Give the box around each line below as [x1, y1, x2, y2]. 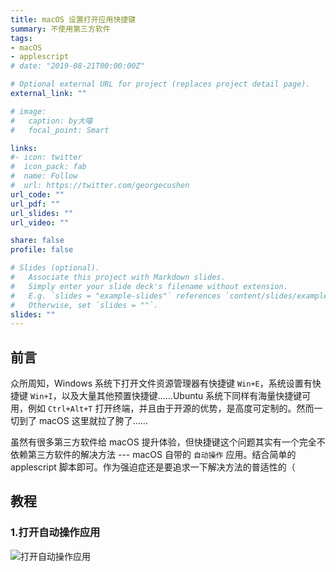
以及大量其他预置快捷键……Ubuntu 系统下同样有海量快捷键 [61, 390, 303, 402]
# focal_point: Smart [10, 125, 110, 135]
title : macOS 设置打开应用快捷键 [10, 14, 137, 25]
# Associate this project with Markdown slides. [10, 272, 226, 282]
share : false [10, 236, 65, 246]
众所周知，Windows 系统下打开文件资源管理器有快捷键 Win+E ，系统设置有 [10, 377, 313, 390]
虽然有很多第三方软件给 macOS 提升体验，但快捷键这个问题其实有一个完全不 [10, 436, 326, 448]
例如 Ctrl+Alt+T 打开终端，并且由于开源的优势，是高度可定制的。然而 [27, 402, 315, 415]
